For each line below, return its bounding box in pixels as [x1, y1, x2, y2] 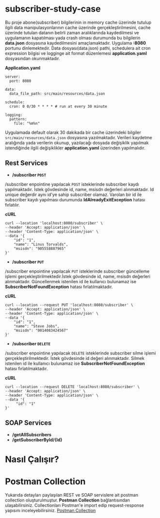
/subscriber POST [12, 172, 47, 178]
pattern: [9, 116, 27, 122]
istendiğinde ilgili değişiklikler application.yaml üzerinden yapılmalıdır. [5, 145, 145, 151]
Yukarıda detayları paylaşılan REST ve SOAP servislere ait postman [5, 492, 138, 498]
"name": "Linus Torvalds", [14, 242, 68, 247]
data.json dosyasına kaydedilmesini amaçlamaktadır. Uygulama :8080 [5, 40, 146, 46]
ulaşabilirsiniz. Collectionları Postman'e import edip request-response [5, 502, 144, 508]
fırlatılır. [5, 202, 20, 208]
